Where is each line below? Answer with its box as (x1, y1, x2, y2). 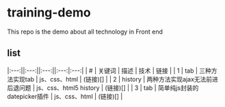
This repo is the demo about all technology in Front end (7, 27, 163, 36)
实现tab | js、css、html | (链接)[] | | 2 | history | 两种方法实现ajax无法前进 (12, 75, 219, 83)
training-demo (7, 5, 91, 21)
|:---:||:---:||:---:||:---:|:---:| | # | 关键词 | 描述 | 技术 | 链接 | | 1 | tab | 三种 (7, 67, 212, 75)
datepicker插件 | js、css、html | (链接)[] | (7, 92, 123, 100)
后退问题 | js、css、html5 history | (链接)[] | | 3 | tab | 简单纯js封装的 (7, 84, 199, 92)
